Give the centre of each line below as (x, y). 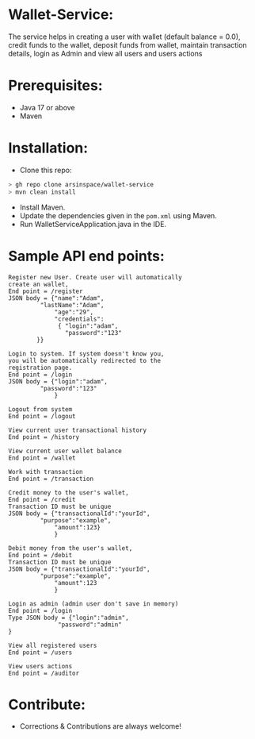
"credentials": (79, 319)
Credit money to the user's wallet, (69, 493)
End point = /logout (42, 416)
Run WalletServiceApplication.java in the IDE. (93, 224)
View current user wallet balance (65, 451)
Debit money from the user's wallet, (70, 548)
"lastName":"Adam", (72, 305)
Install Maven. (42, 207)
